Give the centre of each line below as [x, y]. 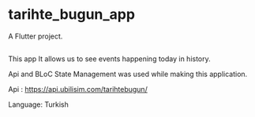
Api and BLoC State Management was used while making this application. [128, 74]
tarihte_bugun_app [72, 15]
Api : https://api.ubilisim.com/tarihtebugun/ [78, 90]
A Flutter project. [36, 36]
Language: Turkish [39, 104]
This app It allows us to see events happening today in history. [109, 59]
